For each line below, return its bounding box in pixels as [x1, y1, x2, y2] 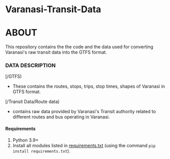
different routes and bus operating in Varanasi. [12, 114, 110, 120]
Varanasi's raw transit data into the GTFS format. [5, 49, 108, 56]
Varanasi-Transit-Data [5, 4, 101, 15]
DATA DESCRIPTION [5, 62, 56, 69]
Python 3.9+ [12, 137, 39, 143]
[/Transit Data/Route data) [5, 98, 60, 105]
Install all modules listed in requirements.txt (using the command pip [12, 142, 156, 148]
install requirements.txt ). [12, 148, 71, 154]
